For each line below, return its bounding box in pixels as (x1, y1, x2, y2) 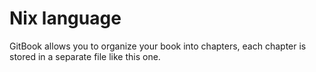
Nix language (9, 7, 122, 30)
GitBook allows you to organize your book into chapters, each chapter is (9, 40, 307, 52)
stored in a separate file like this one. (9, 50, 161, 62)
